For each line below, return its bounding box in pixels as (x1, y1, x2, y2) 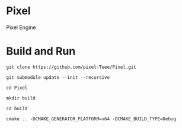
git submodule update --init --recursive (6, 74, 110, 81)
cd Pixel (6, 85, 28, 91)
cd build (6, 105, 28, 111)
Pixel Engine (6, 24, 37, 31)
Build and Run (6, 44, 76, 58)
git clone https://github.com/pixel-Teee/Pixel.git (6, 64, 136, 70)
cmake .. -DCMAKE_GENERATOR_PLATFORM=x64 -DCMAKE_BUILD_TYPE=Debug (6, 116, 177, 122)
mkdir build (6, 95, 36, 101)
